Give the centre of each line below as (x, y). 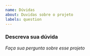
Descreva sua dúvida (32, 37)
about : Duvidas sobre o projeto (39, 15)
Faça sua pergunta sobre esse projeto (45, 48)
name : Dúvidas (20, 10)
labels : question (24, 19)
